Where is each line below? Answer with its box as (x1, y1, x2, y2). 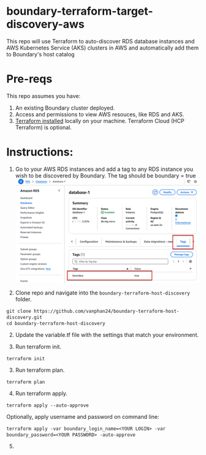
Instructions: (6, 145, 74, 159)
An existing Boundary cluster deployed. (15, 104, 115, 111)
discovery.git (6, 314, 43, 320)
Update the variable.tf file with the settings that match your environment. (15, 331, 199, 338)
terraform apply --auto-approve (6, 402, 89, 408)
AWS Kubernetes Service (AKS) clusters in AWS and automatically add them (6, 44, 199, 51)
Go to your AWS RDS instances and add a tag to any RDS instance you (15, 165, 193, 173)
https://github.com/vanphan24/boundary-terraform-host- (33, 308, 180, 314)
